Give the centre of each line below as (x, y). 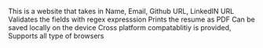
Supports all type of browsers (56, 36)
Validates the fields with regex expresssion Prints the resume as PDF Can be (131, 19)
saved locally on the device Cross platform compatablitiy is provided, (120, 27)
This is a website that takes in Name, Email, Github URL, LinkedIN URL (121, 11)
